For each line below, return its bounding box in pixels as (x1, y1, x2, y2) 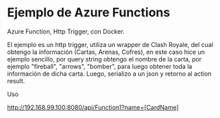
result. (7, 76, 25, 85)
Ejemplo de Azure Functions (7, 5, 171, 20)
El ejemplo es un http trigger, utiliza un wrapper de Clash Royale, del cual (7, 40, 214, 48)
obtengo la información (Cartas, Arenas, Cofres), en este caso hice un (7, 48, 206, 56)
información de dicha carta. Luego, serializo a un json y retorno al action (7, 70, 212, 78)
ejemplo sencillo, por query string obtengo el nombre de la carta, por (7, 55, 202, 63)
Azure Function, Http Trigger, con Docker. (7, 27, 125, 35)
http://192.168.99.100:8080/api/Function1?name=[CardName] (7, 103, 180, 111)
